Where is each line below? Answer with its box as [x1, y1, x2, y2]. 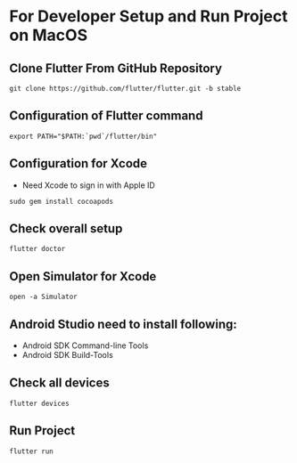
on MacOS [9, 25, 87, 45]
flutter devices [9, 399, 70, 408]
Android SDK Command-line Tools [21, 340, 149, 351]
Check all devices [9, 376, 110, 391]
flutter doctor [9, 245, 66, 254]
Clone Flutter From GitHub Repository [9, 61, 223, 76]
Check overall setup [9, 221, 123, 237]
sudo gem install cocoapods [9, 197, 114, 206]
